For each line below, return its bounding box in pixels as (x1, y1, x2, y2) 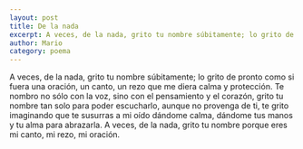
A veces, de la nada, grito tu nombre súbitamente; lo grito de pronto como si (9, 71, 295, 82)
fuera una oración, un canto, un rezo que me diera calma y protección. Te (9, 81, 284, 92)
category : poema (9, 47, 71, 56)
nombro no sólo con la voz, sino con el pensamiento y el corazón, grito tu (9, 91, 284, 102)
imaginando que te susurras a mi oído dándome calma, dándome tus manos (9, 110, 293, 121)
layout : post (9, 13, 59, 23)
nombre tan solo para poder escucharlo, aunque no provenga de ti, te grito (9, 100, 289, 111)
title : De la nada (9, 22, 79, 31)
